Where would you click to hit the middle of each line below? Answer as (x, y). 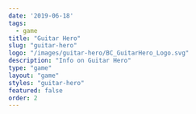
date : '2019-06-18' (41, 16)
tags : (17, 23)
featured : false (35, 90)
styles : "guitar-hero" (46, 83)
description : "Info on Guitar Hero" (70, 61)
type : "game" (30, 68)
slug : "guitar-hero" (43, 46)
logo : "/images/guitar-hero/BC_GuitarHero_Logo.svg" (99, 53)
